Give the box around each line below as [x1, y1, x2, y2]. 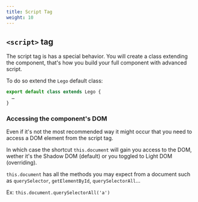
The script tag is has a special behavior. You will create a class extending [6, 52, 188, 60]
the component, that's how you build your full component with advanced [6, 59, 187, 66]
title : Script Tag [6, 8, 53, 15]
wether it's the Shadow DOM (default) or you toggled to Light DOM [6, 153, 173, 160]
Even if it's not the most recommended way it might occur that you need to [6, 128, 193, 136]
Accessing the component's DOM [6, 114, 107, 122]
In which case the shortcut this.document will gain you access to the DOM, [6, 146, 192, 154]
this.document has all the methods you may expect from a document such [6, 171, 191, 178]
